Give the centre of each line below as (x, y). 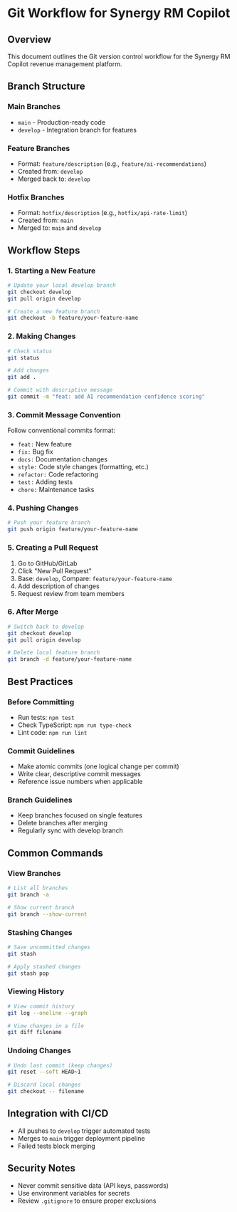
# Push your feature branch (49, 523)
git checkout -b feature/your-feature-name (73, 318)
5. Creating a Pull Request (53, 548)
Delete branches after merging (63, 823)
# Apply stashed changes (44, 966)
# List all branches (38, 888)
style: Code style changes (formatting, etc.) (83, 467)
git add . (22, 377)
